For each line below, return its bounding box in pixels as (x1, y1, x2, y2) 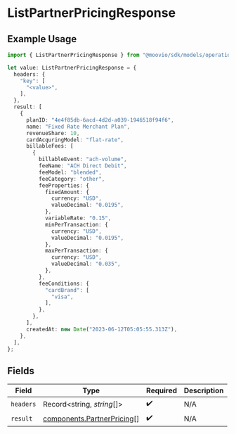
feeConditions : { (38, 280, 90, 287)
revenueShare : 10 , (25, 129, 80, 136)
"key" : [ (20, 77, 46, 84)
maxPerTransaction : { (44, 248, 109, 255)
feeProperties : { (38, 181, 90, 189)
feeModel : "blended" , (38, 169, 102, 176)
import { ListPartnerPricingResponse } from (7, 51, 140, 58)
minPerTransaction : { (44, 221, 109, 228)
